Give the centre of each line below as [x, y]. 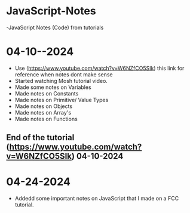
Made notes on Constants [47, 93]
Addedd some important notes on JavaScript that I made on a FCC [97, 199]
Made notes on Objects [44, 106]
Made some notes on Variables [53, 87]
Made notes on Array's [43, 112]
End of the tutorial [40, 138]
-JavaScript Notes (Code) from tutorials [55, 27]
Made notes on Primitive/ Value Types [62, 100]
